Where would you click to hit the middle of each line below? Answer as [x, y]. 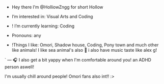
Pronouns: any [26, 35]
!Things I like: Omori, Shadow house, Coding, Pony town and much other [85, 45]
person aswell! [19, 67]
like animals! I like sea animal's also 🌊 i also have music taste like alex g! [84, 50]
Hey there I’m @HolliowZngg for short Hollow [57, 7]
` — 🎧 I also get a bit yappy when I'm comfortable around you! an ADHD [78, 60]
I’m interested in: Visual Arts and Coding [52, 16]
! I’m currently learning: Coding [43, 26]
